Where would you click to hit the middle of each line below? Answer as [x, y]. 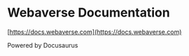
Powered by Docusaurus [43, 45]
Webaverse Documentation [89, 13]
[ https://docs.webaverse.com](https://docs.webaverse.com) [94, 32]
